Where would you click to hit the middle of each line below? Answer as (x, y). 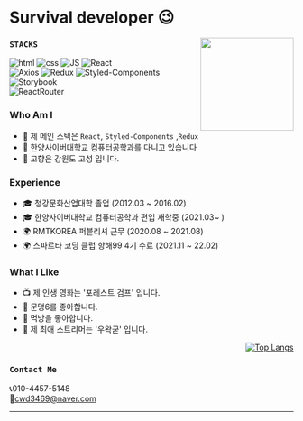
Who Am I (31, 115)
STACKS (24, 45)
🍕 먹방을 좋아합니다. (57, 318)
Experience (35, 182)
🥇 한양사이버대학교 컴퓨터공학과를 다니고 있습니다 (110, 147)
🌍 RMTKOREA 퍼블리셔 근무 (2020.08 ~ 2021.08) (113, 232)
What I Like (34, 272)
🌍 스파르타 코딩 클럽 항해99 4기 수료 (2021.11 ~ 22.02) (120, 245)
